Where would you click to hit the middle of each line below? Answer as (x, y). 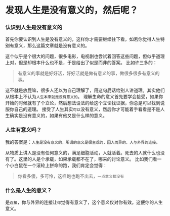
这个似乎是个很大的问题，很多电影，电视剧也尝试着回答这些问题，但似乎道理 (85, 57)
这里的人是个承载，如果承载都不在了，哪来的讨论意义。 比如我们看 (88, 159)
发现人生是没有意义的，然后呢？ (72, 10)
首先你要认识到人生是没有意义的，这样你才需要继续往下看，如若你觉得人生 (83, 39)
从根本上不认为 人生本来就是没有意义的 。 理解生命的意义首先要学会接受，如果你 (84, 97)
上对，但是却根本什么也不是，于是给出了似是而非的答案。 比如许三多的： (81, 63)
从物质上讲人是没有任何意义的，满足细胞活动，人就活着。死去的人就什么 (80, 152)
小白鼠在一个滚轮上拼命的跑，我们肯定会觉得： (58, 165)
